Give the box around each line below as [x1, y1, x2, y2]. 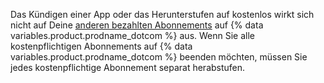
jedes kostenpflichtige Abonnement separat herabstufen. [10, 62, 246, 73]
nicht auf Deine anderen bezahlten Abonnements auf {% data [10, 19, 264, 31]
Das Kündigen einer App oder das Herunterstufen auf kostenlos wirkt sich [10, 9, 315, 20]
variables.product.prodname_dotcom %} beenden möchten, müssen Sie [10, 51, 308, 63]
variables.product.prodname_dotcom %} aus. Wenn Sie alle [10, 30, 256, 41]
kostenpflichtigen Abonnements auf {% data [10, 40, 193, 52]
